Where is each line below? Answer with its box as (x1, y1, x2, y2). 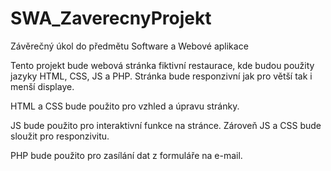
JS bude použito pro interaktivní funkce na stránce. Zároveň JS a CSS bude (10, 119, 322, 131)
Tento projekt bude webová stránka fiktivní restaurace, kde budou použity (10, 59, 315, 71)
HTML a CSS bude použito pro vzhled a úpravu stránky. (10, 100, 240, 112)
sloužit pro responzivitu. (10, 130, 110, 142)
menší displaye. (10, 80, 75, 92)
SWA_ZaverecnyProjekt (10, 7, 212, 30)
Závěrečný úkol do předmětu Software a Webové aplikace (10, 40, 249, 52)
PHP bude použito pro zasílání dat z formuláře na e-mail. (10, 149, 243, 161)
